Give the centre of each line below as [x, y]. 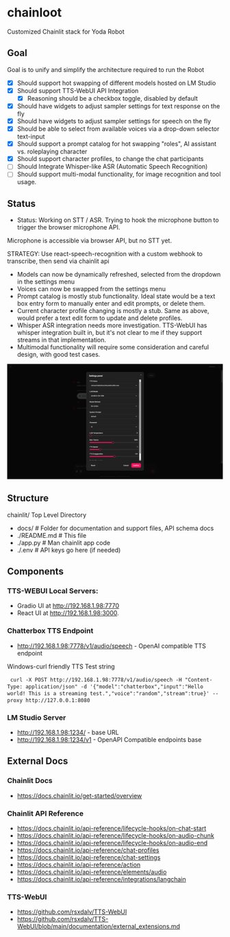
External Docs [38, 761]
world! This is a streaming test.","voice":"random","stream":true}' [108, 693]
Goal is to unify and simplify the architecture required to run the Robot [106, 69]
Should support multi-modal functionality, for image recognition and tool [119, 174]
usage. [27, 182]
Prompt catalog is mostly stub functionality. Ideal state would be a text [116, 297]
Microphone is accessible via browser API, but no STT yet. [90, 240]
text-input [31, 137]
